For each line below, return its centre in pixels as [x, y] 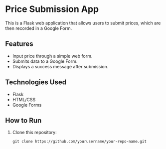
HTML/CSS [24, 99]
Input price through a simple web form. [52, 56]
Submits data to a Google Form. [45, 61]
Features [19, 44]
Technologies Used [36, 82]
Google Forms [27, 105]
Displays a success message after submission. [60, 66]
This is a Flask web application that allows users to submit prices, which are [83, 23]
